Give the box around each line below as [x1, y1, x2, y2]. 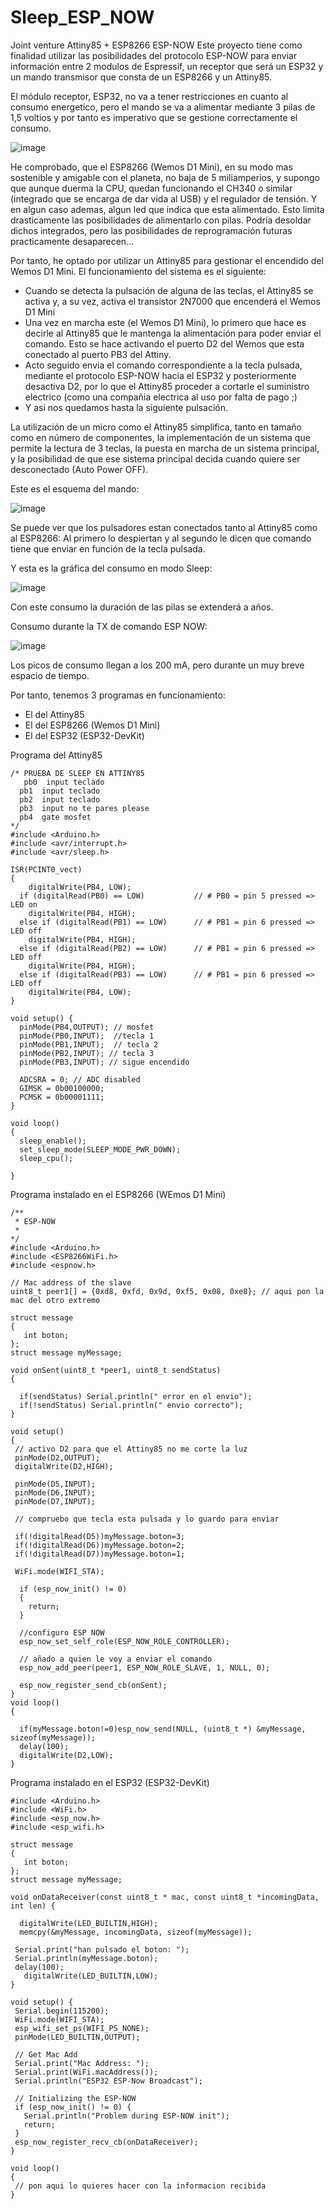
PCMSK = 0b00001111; [19, 1092, 105, 1102]
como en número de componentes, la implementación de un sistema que [10, 431, 311, 443]
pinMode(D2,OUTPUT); [14, 1452, 101, 1463]
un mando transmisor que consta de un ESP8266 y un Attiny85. [10, 71, 273, 83]
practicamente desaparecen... [10, 235, 135, 247]
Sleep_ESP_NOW [10, 6, 155, 29]
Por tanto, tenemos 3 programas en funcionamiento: [10, 689, 226, 701]
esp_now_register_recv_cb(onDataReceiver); [14, 2137, 199, 2147]
